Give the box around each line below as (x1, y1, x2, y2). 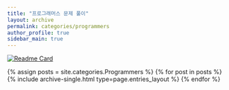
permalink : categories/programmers (7, 23, 110, 30)
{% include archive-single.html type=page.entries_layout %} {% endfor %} (7, 75, 221, 83)
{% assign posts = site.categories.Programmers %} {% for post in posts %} (7, 68, 223, 76)
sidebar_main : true (7, 36, 64, 43)
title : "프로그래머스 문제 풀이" (7, 10, 89, 17)
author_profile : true (7, 29, 70, 36)
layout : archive (7, 16, 54, 23)
